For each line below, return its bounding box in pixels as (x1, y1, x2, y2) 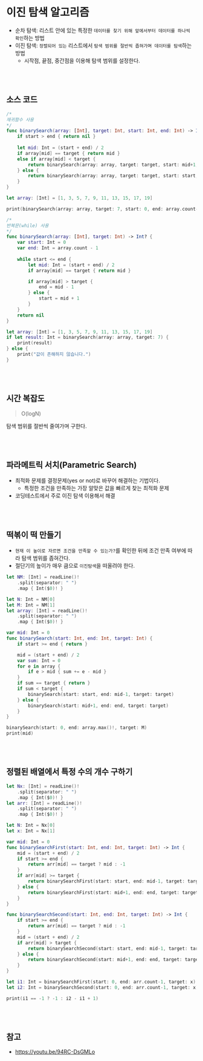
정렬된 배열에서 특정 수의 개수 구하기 (6, 767, 133, 777)
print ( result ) (17, 340, 53, 346)
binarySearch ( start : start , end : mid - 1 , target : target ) (28, 691, 175, 697)
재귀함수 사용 (6, 116, 34, 123)
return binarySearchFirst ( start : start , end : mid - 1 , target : (28, 878, 185, 884)
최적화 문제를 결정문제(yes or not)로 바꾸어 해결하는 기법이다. (14, 477, 161, 484)
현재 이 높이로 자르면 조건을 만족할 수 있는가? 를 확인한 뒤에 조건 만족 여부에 (14, 547, 187, 554)
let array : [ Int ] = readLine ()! (6, 608, 88, 614)
